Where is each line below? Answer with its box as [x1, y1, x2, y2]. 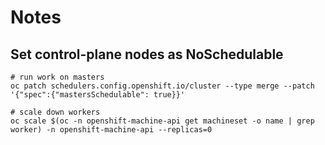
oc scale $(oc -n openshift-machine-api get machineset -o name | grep [10, 116, 315, 126]
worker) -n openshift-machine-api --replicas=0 [10, 125, 213, 135]
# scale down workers [10, 107, 101, 117]
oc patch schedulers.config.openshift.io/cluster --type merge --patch [10, 81, 315, 91]
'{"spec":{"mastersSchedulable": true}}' [10, 90, 186, 100]
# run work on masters [10, 72, 105, 82]
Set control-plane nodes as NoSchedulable [10, 46, 284, 63]
